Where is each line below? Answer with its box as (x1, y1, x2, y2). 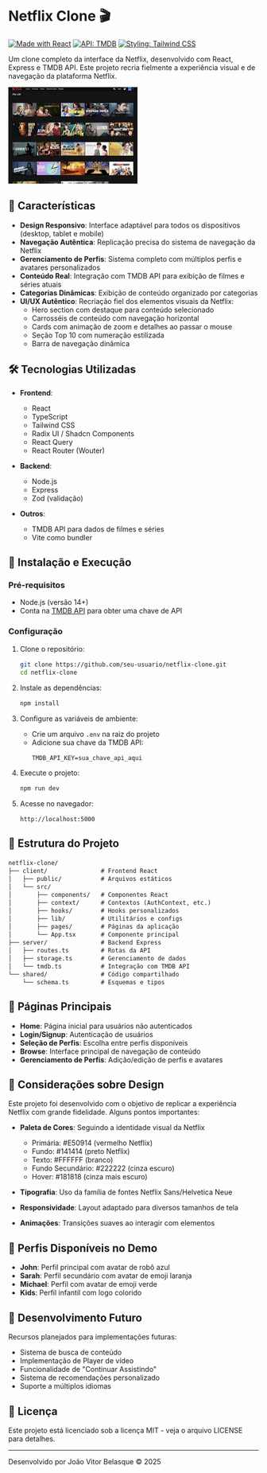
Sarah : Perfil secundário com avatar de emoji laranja (19, 1271, 192, 1280)
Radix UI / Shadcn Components (31, 428, 135, 438)
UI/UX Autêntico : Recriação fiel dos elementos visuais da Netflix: (19, 296, 234, 306)
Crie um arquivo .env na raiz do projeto (31, 730, 161, 739)
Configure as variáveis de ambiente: (19, 714, 138, 723)
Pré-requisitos (8, 579, 65, 590)
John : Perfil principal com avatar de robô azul (19, 1263, 171, 1272)
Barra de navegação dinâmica (31, 338, 130, 348)
